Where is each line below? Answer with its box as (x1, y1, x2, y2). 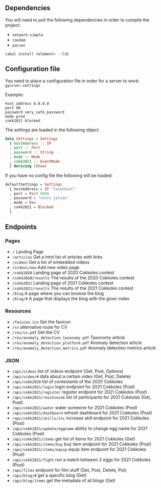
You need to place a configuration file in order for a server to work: (5, 78, 140, 84)
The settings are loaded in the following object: (5, 127, 100, 133)
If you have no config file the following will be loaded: (5, 172, 113, 178)
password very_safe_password (5, 110, 65, 115)
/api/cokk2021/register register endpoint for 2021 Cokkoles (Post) (12, 389, 148, 395)
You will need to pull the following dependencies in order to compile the (5, 17, 150, 23)
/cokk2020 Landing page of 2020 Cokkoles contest (12, 269, 115, 275)
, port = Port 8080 (9, 191, 49, 196)
